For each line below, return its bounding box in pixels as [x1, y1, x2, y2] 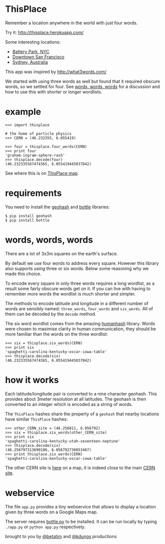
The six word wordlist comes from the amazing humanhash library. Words [5, 320, 156, 326]
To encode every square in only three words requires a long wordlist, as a [5, 280, 155, 286]
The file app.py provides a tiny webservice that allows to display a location [5, 503, 156, 509]
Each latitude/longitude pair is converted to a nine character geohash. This [5, 391, 157, 396]
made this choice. [5, 271, 41, 277]
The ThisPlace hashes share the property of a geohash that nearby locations [5, 411, 160, 417]
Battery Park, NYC [12, 49, 50, 54]
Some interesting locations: [5, 39, 61, 45]
